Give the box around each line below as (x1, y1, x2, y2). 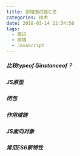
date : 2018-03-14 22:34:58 (6, 20, 75, 26)
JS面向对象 (6, 128, 35, 135)
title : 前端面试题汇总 (6, 8, 58, 15)
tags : (6, 25, 20, 32)
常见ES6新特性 (6, 144, 44, 151)
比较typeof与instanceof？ (6, 62, 73, 70)
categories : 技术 (6, 15, 48, 21)
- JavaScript (12, 43, 45, 49)
